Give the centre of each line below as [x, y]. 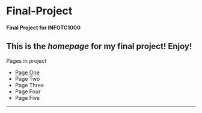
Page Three [29, 85]
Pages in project [26, 60]
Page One [27, 72]
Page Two [27, 78]
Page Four [28, 91]
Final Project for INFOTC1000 [44, 28]
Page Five [27, 97]
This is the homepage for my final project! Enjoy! [99, 46]
